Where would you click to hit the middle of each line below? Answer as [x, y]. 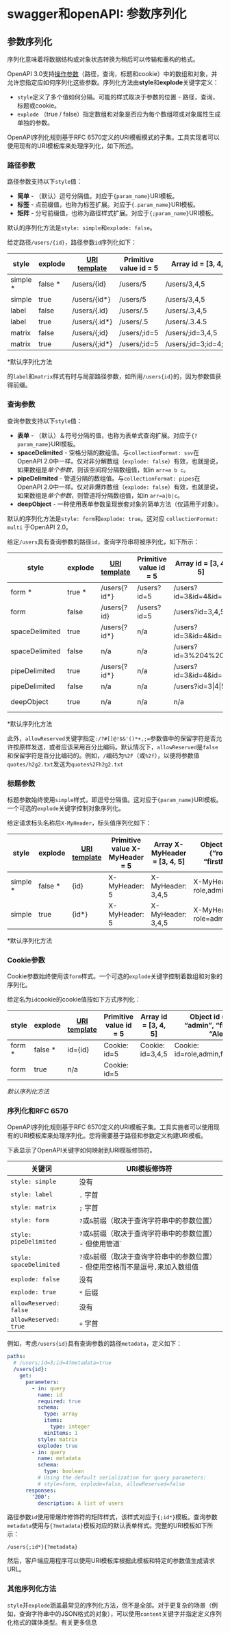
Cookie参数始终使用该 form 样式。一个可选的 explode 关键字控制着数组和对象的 [115, 976]
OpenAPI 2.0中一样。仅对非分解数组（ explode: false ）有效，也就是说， [119, 461]
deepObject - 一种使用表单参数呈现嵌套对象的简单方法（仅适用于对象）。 [119, 504]
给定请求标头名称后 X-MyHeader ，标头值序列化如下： [79, 823]
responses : [41, 1490]
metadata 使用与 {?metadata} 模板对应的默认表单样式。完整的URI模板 [101, 1525]
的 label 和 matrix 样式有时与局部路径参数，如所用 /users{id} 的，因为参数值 [111, 376]
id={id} [78, 1050]
